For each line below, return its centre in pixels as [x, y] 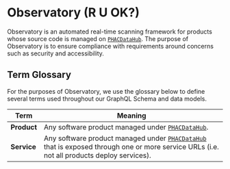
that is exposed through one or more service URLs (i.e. [131, 146]
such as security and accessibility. [56, 53]
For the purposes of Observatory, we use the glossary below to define [106, 91]
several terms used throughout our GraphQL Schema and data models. [107, 99]
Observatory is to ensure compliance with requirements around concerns [111, 46]
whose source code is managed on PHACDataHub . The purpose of [98, 38]
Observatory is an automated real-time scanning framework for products [110, 31]
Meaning [131, 116]
